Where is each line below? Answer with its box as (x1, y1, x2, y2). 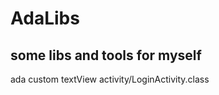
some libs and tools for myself (10, 47, 202, 64)
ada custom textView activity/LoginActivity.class (10, 73, 210, 85)
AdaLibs (10, 7, 80, 30)
